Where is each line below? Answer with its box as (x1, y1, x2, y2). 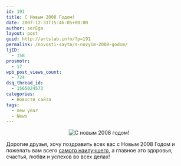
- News (11, 113, 28, 119)
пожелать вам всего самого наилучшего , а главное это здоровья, (6, 147, 173, 154)
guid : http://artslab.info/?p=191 (6, 36, 91, 42)
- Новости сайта (11, 96, 51, 102)
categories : (6, 91, 35, 97)
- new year (11, 108, 38, 113)
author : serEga (6, 25, 44, 31)
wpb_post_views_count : (6, 69, 62, 75)
